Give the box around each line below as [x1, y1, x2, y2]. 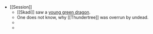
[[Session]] [9, 4, 33, 10]
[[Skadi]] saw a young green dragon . [17, 9, 91, 15]
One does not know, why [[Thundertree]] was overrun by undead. [17, 15, 149, 20]
